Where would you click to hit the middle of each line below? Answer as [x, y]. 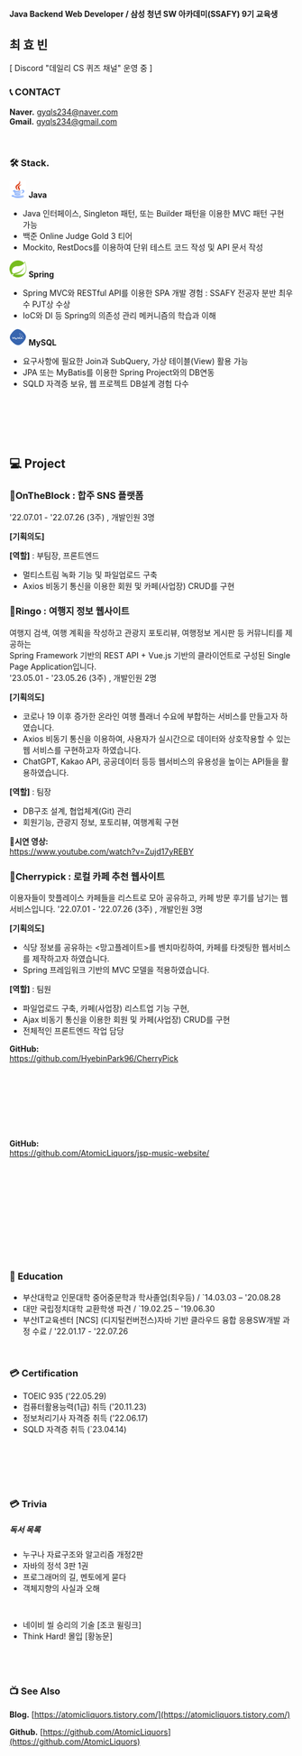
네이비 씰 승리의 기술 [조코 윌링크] [82, 1624]
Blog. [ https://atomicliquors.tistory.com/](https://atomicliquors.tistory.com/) [150, 1715]
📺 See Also [35, 1691]
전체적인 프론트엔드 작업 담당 [73, 1031]
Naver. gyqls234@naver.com [64, 112]
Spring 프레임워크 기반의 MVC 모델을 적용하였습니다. [116, 970]
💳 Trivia [28, 1503]
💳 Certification [44, 1373]
